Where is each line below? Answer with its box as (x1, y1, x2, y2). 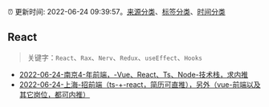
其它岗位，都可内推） (18, 89, 90, 99)
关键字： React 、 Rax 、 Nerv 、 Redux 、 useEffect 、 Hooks (26, 53, 202, 62)
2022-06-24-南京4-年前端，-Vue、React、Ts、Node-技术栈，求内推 (18, 69, 249, 79)
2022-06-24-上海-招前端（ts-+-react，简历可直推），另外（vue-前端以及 (18, 79, 261, 89)
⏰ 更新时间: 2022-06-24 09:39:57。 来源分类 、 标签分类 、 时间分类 (7, 7, 226, 16)
